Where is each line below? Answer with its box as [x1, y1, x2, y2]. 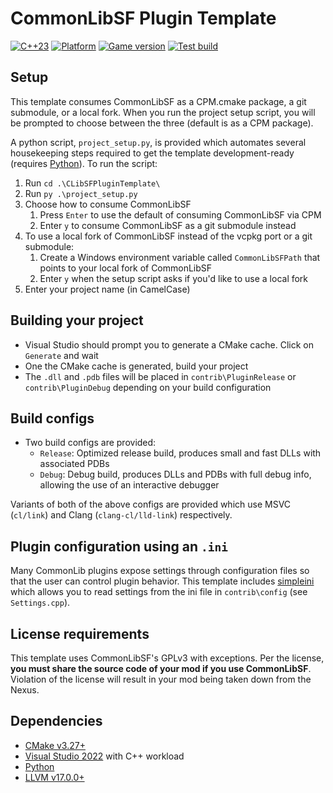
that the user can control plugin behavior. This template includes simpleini [10, 575, 315, 587]
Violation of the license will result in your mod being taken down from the [10, 673, 312, 685]
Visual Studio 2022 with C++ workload [24, 750, 185, 762]
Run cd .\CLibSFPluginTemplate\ [24, 177, 161, 189]
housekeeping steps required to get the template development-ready [10, 147, 295, 159]
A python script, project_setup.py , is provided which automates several [10, 136, 307, 148]
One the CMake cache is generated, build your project [24, 360, 249, 372]
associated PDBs [39, 458, 110, 470]
